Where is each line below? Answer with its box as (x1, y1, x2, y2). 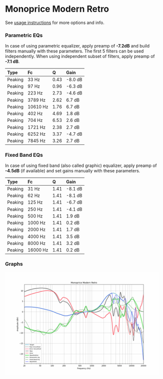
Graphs (5, 261, 23, 267)
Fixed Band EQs (5, 151, 43, 158)
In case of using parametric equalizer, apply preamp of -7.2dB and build (5, 43, 150, 49)
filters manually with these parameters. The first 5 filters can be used (5, 48, 144, 54)
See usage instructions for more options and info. (5, 20, 105, 25)
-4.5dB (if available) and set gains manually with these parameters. (5, 168, 141, 174)
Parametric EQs (5, 32, 43, 39)
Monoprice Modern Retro (5, 3, 109, 15)
